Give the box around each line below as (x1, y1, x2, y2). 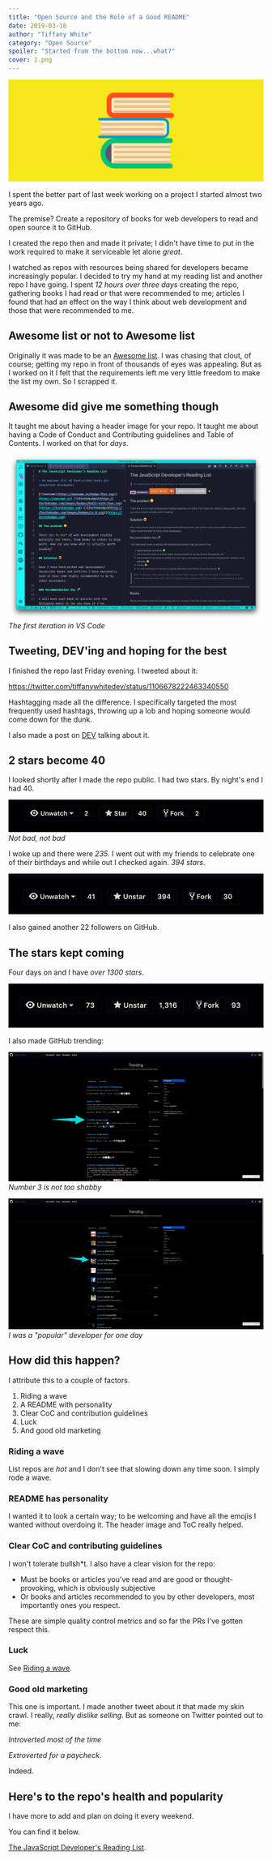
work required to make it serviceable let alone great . (8, 246, 183, 256)
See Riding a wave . (8, 1663, 73, 1673)
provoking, (19, 1583, 57, 1592)
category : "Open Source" (8, 39, 92, 47)
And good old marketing (19, 1425, 101, 1435)
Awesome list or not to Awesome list (8, 329, 196, 343)
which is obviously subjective (57, 1583, 156, 1592)
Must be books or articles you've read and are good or (19, 1574, 202, 1584)
